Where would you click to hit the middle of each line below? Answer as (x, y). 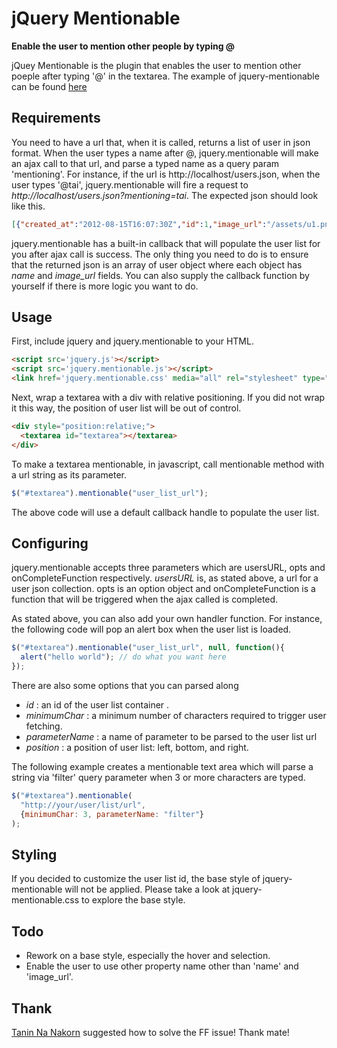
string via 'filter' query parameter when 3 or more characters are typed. (158, 777)
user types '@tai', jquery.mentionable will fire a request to (130, 184)
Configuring (50, 543)
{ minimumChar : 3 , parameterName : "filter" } (112, 814)
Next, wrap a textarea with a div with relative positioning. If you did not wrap (168, 398)
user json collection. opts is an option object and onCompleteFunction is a (163, 589)
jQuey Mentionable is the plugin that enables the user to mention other (156, 65)
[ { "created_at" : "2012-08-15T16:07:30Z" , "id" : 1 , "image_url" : (139, 224)
